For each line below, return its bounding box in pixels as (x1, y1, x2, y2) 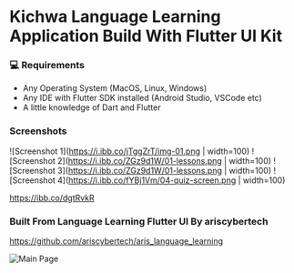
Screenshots (9, 125, 67, 137)
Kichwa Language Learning (9, 6, 221, 27)
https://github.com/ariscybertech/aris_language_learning (9, 236, 224, 247)
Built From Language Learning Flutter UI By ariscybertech (9, 215, 269, 227)
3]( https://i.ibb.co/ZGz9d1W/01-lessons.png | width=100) (57, 165, 271, 176)
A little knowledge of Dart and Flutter (22, 102, 161, 113)
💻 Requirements (9, 59, 85, 72)
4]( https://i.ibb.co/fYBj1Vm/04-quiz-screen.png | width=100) (57, 175, 286, 186)
